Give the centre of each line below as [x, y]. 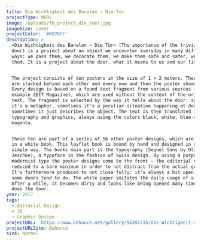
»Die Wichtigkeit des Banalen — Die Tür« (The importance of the [95, 46]
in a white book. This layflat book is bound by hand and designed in [101, 145]
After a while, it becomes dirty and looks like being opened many [98, 184]
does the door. [31, 189]
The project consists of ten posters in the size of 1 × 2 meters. [98, 78]
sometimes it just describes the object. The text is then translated [101, 112]
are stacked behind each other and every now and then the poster [96, 84]
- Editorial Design [36, 206]
